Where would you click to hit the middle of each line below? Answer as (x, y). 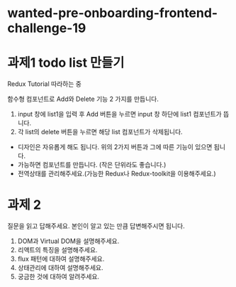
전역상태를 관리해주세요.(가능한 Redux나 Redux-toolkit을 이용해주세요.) (117, 174)
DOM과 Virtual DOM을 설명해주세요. (68, 241)
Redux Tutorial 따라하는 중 (44, 84)
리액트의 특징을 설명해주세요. (57, 250)
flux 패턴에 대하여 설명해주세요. (61, 259)
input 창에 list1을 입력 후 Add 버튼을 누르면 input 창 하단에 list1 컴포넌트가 (119, 114)
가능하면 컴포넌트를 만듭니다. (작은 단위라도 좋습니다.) (92, 165)
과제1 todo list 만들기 (66, 63)
